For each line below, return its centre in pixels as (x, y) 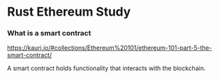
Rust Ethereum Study (69, 12)
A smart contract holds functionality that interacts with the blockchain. (106, 68)
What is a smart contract (49, 33)
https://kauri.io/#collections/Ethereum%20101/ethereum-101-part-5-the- (109, 48)
